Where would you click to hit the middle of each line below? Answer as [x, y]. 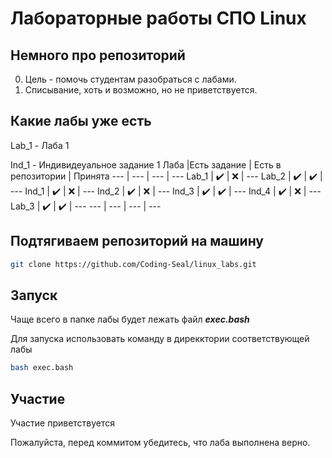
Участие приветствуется [63, 423]
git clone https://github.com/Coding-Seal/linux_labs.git [133, 264]
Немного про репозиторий [98, 55]
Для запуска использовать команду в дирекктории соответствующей [160, 339]
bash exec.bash [42, 368]
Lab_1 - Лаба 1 [40, 145]
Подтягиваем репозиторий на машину [137, 241]
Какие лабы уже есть [81, 121]
